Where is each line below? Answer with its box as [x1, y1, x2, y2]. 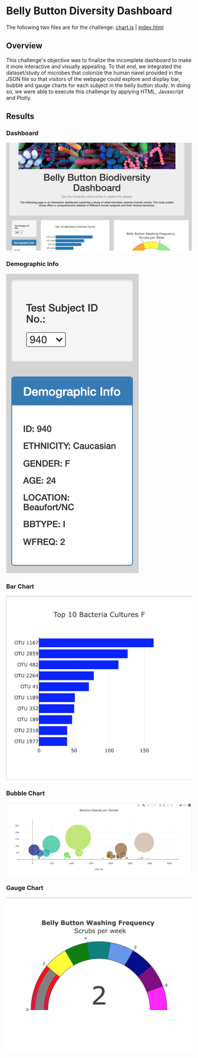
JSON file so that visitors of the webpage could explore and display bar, [6, 75, 181, 82]
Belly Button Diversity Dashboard [6, 4, 173, 18]
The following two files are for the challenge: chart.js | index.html [6, 24, 164, 31]
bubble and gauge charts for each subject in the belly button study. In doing [6, 82, 190, 89]
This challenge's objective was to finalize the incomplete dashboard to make [6, 56, 192, 63]
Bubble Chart [6, 789, 45, 797]
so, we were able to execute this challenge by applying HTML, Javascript [6, 87, 184, 95]
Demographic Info [6, 260, 59, 268]
